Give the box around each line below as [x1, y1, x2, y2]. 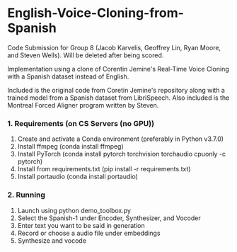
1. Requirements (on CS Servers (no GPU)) [7, 118, 154, 128]
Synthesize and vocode [17, 236, 87, 245]
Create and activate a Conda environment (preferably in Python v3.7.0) [17, 134, 224, 143]
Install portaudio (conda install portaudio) [17, 172, 138, 181]
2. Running [7, 190, 46, 200]
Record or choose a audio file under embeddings [17, 229, 161, 237]
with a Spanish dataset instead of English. [7, 72, 129, 81]
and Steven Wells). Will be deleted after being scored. [7, 51, 164, 59]
